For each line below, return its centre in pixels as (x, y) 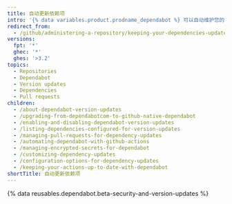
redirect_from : (29, 26)
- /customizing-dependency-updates (65, 155)
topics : (18, 65)
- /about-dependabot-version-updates (68, 110)
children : (21, 103)
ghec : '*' (27, 52)
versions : (21, 39)
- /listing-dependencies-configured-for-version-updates (97, 129)
